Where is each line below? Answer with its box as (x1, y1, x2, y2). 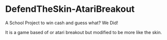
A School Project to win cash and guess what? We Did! (5, 20, 118, 26)
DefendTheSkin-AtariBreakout (5, 3, 135, 15)
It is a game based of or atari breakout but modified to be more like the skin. (5, 29, 162, 35)
